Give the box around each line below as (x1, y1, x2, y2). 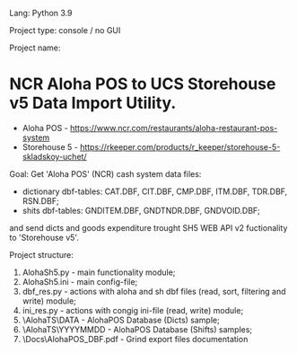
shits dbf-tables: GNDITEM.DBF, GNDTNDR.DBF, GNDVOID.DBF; (22, 205, 260, 216)
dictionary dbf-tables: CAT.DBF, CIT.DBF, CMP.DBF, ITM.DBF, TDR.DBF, (22, 186, 288, 197)
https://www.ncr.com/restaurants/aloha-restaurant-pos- (70, 122, 278, 133)
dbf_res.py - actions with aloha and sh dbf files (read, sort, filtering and (22, 286, 286, 296)
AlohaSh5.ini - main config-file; (22, 276, 138, 287)
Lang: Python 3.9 (9, 8, 74, 18)
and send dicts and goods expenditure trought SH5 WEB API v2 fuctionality (9, 222, 288, 233)
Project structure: (9, 249, 74, 260)
